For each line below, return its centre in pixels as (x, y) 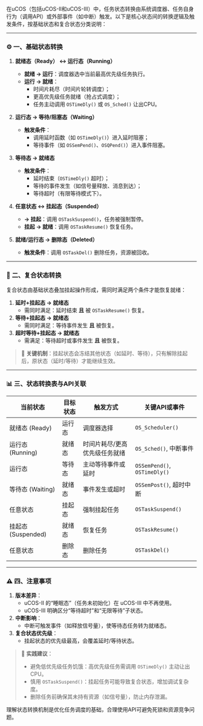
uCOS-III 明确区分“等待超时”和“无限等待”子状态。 (85, 610)
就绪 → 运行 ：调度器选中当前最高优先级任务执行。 (86, 74)
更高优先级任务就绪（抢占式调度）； (77, 97)
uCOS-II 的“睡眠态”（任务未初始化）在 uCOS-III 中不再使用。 (99, 603)
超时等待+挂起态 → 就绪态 (47, 333)
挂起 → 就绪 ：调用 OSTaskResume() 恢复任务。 (80, 227)
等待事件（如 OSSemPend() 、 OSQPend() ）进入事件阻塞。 (101, 145)
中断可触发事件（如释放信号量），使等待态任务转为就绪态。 (97, 626)
